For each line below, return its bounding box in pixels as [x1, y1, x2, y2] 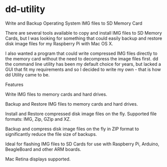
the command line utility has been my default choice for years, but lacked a [5, 61, 161, 67]
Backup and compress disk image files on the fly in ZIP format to [5, 126, 139, 132]
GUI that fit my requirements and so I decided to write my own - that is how [5, 66, 161, 72]
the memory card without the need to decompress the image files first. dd [5, 55, 158, 61]
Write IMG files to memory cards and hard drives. [5, 91, 107, 97]
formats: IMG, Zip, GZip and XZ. [5, 116, 71, 122]
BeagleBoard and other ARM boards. [5, 146, 81, 152]
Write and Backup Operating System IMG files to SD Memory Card [5, 20, 142, 26]
